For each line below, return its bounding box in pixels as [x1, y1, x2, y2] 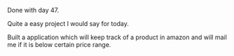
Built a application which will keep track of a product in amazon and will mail [7, 33, 228, 41]
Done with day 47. [7, 6, 60, 14]
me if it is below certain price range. [7, 41, 111, 48]
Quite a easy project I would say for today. [7, 20, 130, 27]
